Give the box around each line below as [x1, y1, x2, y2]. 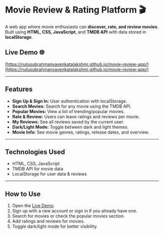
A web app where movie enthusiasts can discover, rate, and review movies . [5, 23, 159, 30]
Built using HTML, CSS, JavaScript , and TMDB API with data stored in [5, 29, 146, 35]
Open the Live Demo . [12, 203, 55, 209]
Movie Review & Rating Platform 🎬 [5, 4, 146, 16]
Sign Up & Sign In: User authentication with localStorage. [12, 98, 127, 104]
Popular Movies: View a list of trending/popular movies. [12, 108, 125, 114]
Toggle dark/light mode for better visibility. [12, 223, 98, 230]
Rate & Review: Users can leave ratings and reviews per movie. [12, 114, 140, 119]
